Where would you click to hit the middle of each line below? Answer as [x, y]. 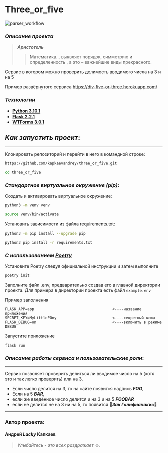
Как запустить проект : [43, 137]
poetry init [17, 275]
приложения [16, 314]
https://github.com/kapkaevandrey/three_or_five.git [61, 163]
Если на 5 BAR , [28, 394]
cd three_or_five [23, 173]
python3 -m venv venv [28, 205]
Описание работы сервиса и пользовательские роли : [75, 358]
